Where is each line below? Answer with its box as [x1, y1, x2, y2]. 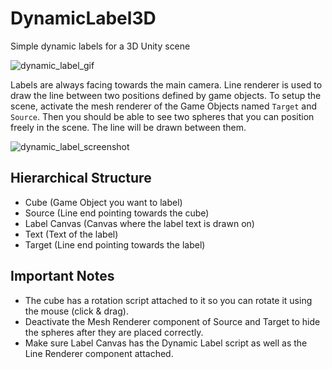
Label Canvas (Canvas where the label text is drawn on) [24, 217, 255, 229]
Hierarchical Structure [10, 170, 152, 187]
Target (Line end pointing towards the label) [24, 238, 206, 251]
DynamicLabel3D [10, 7, 157, 30]
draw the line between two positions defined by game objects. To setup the [10, 89, 322, 101]
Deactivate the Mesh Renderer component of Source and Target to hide [24, 315, 321, 327]
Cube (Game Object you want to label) [24, 196, 183, 208]
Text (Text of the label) [24, 228, 119, 240]
